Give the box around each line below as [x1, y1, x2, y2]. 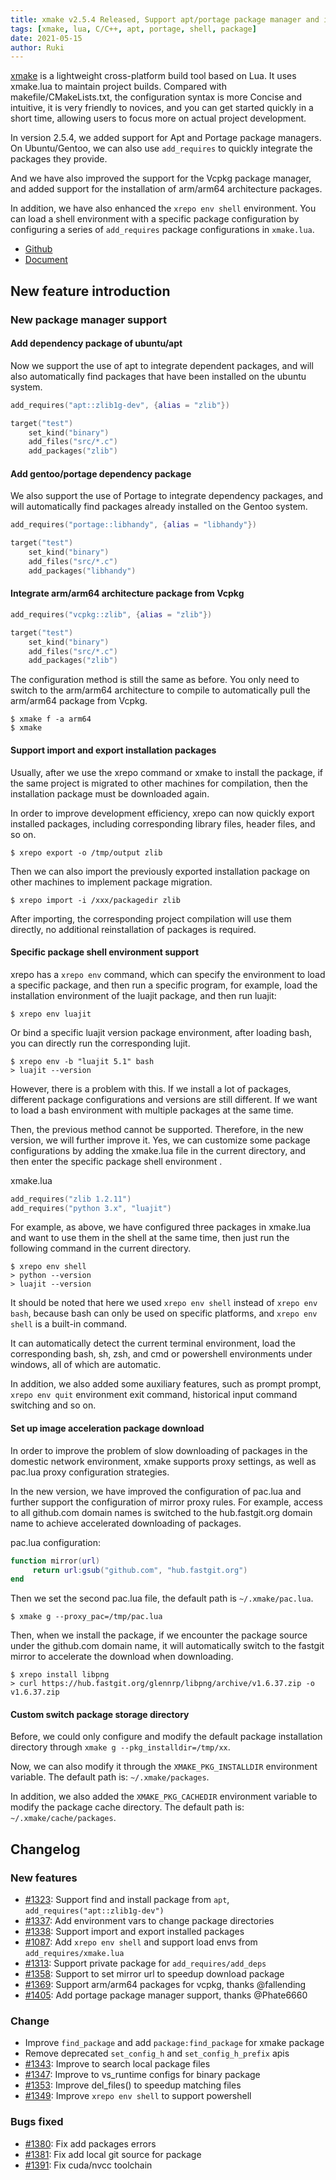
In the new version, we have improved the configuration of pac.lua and [10, 1485, 302, 1497]
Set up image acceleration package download [10, 1422, 205, 1435]
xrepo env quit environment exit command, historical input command [10, 1389, 298, 1401]
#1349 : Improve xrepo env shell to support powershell [24, 2090, 252, 2102]
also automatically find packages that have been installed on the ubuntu [10, 370, 307, 382]
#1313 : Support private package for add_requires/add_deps [24, 1957, 267, 1970]
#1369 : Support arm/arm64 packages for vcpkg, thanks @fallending [24, 1979, 307, 1991]
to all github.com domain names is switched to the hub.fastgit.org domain [10, 1506, 313, 1518]
